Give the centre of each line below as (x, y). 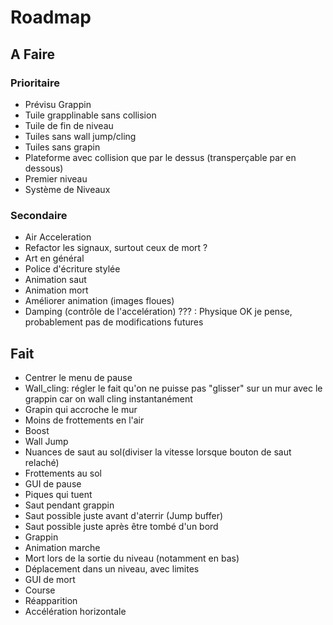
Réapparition (51, 600)
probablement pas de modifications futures (114, 322)
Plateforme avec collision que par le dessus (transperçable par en (160, 157)
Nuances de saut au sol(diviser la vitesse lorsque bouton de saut (158, 452)
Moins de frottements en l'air (84, 420)
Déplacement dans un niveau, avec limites (112, 568)
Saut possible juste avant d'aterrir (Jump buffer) (124, 515)
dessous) (44, 168)
